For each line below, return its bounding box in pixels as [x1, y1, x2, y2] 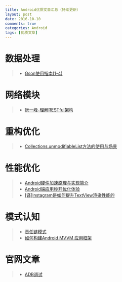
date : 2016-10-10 [5, 16, 41, 21]
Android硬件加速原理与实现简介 [24, 180, 89, 186]
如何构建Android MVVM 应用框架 [24, 235, 92, 240]
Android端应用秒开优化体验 [24, 186, 80, 192]
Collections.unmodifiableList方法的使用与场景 [24, 143, 118, 149]
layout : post [5, 12, 32, 17]
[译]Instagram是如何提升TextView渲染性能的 [24, 192, 115, 198]
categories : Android [5, 26, 48, 31]
